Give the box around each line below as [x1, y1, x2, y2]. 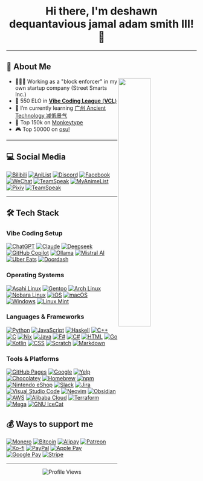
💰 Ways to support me [6, 419, 94, 429]
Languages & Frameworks [6, 312, 85, 321]
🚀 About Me [6, 62, 51, 72]
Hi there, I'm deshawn [45, 4, 158, 18]
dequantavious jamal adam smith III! [8, 17, 195, 31]
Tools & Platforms [6, 354, 59, 363]
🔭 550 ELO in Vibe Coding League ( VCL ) [14, 97, 117, 104]
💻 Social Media [6, 152, 66, 162]
